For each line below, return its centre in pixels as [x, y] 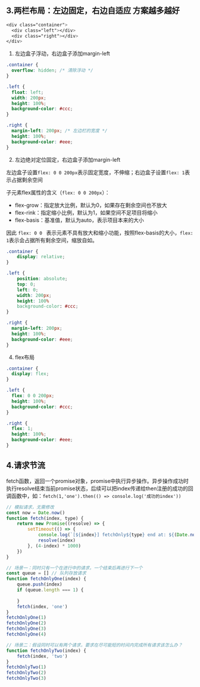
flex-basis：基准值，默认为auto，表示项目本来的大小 [79, 220]
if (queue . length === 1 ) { [50, 590]
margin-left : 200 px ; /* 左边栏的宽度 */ [60, 131]
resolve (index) [57, 540]
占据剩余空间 [27, 180]
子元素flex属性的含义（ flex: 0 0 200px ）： [58, 192]
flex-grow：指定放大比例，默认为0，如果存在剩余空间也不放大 [91, 205]
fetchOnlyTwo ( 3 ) [26, 679]
